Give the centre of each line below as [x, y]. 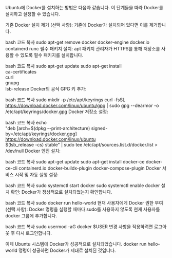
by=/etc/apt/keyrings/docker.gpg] [41, 134]
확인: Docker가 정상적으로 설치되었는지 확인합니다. [61, 192]
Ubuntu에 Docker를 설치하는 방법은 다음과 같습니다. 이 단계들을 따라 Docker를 [84, 7]
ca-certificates [21, 72]
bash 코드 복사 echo [26, 123]
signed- [99, 128]
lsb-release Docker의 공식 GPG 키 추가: [46, 89]
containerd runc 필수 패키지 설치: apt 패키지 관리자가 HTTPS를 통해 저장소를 [83, 49]
